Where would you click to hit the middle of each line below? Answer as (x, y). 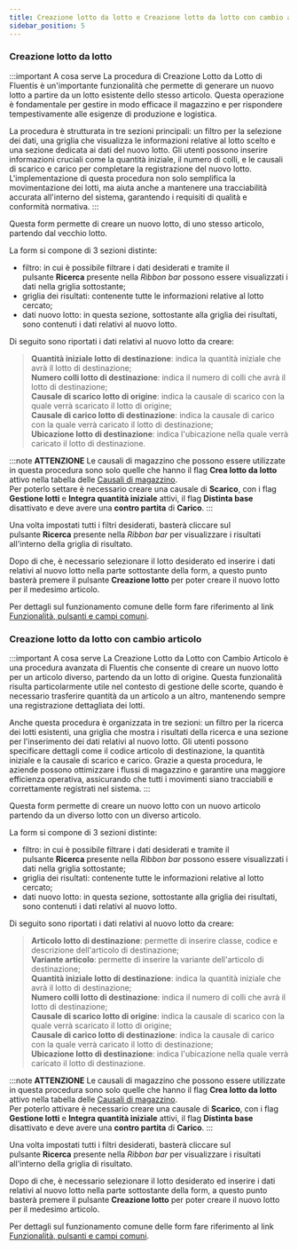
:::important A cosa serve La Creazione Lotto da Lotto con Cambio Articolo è (149, 659)
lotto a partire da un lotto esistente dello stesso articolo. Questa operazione (147, 95)
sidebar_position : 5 (47, 26)
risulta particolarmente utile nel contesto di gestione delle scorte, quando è (146, 687)
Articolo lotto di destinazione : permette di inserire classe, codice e (154, 941)
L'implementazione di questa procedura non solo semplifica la (122, 178)
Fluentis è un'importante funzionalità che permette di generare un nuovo (142, 85)
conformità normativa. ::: (54, 206)
